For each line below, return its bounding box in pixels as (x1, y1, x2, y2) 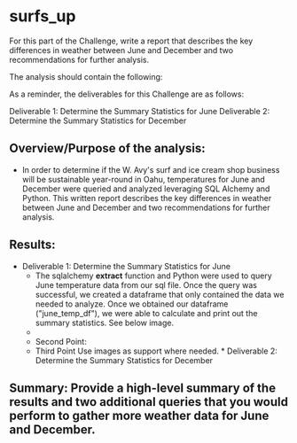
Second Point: (35, 336, 87, 346)
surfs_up (9, 6, 76, 27)
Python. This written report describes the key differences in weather (21, 192, 272, 203)
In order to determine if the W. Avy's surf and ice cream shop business (21, 164, 280, 175)
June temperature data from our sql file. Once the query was (35, 279, 257, 290)
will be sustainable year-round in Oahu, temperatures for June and (21, 174, 266, 184)
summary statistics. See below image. (35, 317, 175, 328)
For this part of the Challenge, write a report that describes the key (9, 35, 254, 46)
